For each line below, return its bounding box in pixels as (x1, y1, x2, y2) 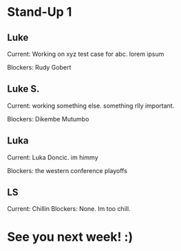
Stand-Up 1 (7, 4, 72, 20)
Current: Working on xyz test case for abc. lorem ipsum (7, 50, 164, 58)
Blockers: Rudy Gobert (7, 63, 72, 71)
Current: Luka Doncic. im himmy (7, 153, 98, 161)
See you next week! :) (7, 229, 134, 245)
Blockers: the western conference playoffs (7, 166, 127, 174)
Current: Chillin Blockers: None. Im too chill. (7, 205, 131, 213)
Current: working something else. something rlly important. (7, 101, 175, 110)
